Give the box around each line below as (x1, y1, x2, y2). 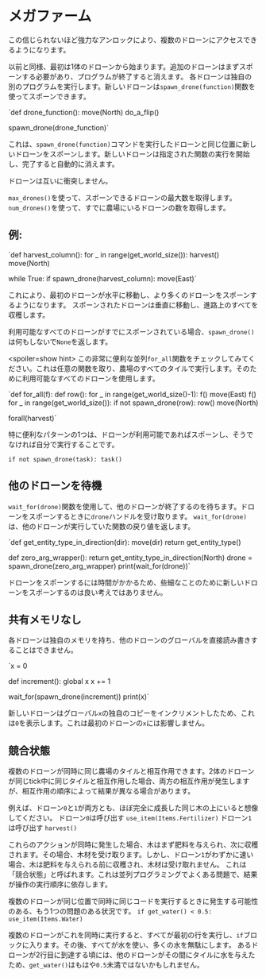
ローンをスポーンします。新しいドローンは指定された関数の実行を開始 (21, 149, 250, 159)
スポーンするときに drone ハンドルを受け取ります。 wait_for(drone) (29, 512, 248, 521)
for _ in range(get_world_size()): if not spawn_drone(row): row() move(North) (8, 398, 259, 407)
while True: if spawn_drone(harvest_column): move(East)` (8, 273, 197, 283)
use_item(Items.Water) (8, 915, 83, 924)
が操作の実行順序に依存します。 (8, 879, 113, 890)
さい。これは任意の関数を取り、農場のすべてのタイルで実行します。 (14, 363, 237, 373)
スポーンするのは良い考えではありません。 (29, 587, 168, 597)
